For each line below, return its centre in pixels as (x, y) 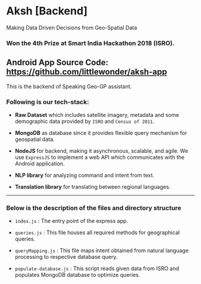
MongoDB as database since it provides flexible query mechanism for (101, 132)
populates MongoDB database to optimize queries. (77, 275)
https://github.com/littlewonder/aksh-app (87, 72)
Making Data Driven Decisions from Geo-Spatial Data (72, 28)
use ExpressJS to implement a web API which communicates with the (100, 157)
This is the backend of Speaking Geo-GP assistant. (69, 86)
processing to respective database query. (66, 257)
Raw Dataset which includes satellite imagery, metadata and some (97, 114)
